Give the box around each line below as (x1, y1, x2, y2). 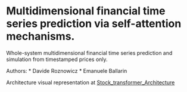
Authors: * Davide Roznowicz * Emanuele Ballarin (6, 67, 127, 74)
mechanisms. (6, 30, 75, 43)
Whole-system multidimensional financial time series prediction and (6, 49, 173, 56)
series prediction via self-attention (6, 17, 182, 30)
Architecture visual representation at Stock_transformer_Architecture (6, 79, 175, 86)
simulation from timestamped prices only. (6, 56, 108, 63)
